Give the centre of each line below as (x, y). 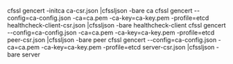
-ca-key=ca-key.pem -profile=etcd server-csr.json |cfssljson (128, 47)
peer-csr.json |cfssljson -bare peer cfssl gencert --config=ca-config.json (112, 40)
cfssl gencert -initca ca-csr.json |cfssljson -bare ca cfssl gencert (100, 11)
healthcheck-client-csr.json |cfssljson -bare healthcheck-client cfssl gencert (116, 25)
